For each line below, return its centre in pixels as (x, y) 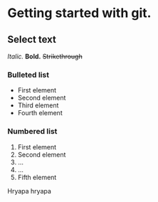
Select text (32, 39)
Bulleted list (28, 75)
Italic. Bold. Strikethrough (45, 56)
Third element (38, 105)
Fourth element (40, 113)
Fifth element (37, 177)
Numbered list (32, 132)
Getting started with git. (79, 13)
